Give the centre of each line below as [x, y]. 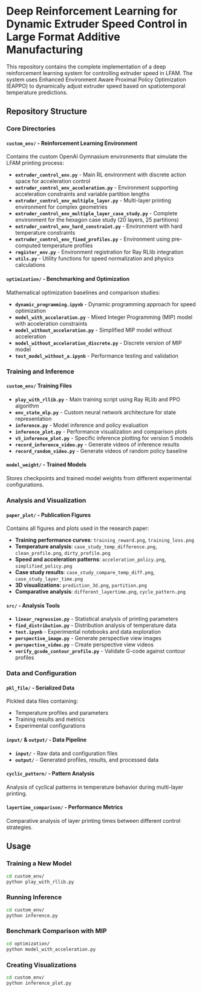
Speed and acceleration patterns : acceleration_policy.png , [90, 560]
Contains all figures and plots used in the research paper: [78, 528]
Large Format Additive [63, 37]
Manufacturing [45, 50]
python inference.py [32, 916]
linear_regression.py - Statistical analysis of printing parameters [96, 619]
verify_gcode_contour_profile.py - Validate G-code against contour [100, 651]
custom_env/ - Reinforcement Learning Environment [72, 143]
